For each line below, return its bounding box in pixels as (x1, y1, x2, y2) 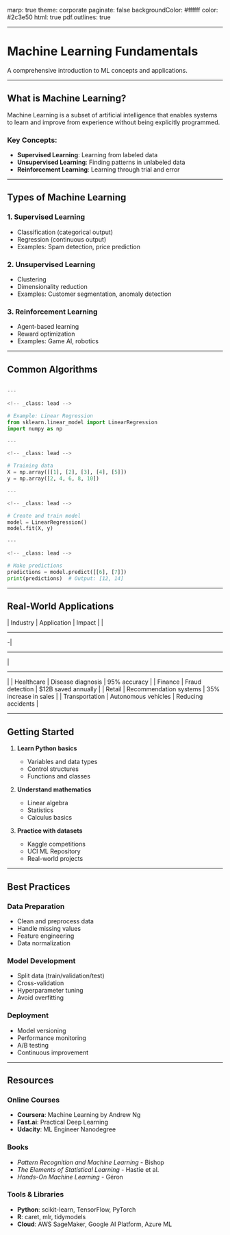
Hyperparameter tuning (16, 986, 84, 995)
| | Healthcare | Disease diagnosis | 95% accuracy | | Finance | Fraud (7, 678, 202, 686)
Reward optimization (16, 330, 75, 338)
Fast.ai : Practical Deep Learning (16, 1118, 108, 1127)
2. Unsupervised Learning (7, 259, 96, 269)
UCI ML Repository (27, 847, 81, 855)
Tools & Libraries (7, 1190, 64, 1199)
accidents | (7, 700, 39, 708)
